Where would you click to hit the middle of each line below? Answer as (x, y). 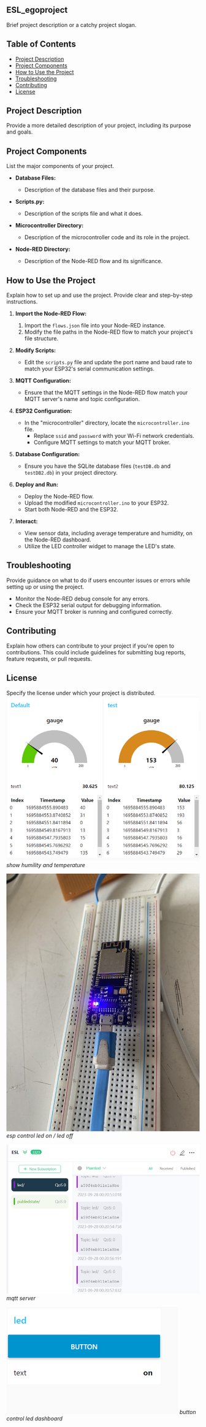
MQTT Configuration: (43, 381)
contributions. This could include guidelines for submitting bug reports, (96, 652)
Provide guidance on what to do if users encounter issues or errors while (98, 580)
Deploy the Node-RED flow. (59, 497)
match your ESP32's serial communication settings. (90, 369)
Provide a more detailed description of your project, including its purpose (99, 126)
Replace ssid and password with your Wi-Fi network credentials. (114, 436)
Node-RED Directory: (43, 249)
